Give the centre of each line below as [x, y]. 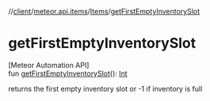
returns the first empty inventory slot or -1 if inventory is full [105, 88]
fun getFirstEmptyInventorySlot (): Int [68, 73]
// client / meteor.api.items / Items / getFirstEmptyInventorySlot [104, 11]
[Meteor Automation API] [49, 65]
